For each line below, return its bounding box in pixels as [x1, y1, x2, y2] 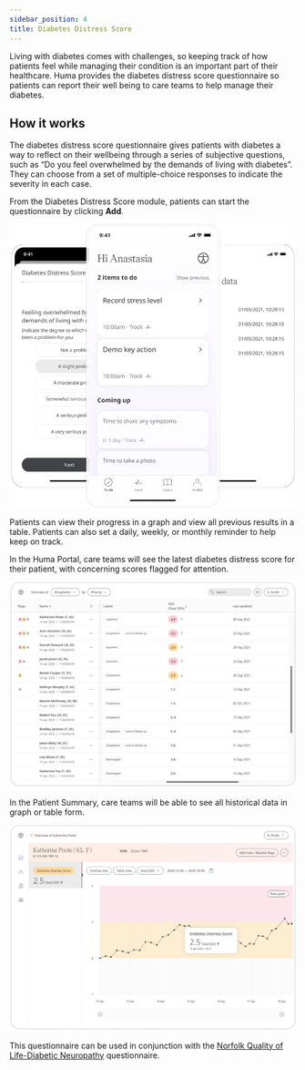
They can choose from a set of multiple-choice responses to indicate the [9, 169, 283, 180]
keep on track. [9, 536, 64, 547]
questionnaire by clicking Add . [9, 206, 125, 217]
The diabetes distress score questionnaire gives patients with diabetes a [9, 139, 281, 150]
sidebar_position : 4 [9, 15, 88, 24]
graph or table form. [9, 807, 85, 818]
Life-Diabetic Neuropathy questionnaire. [9, 1049, 160, 1061]
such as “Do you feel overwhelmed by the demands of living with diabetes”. [9, 159, 293, 170]
